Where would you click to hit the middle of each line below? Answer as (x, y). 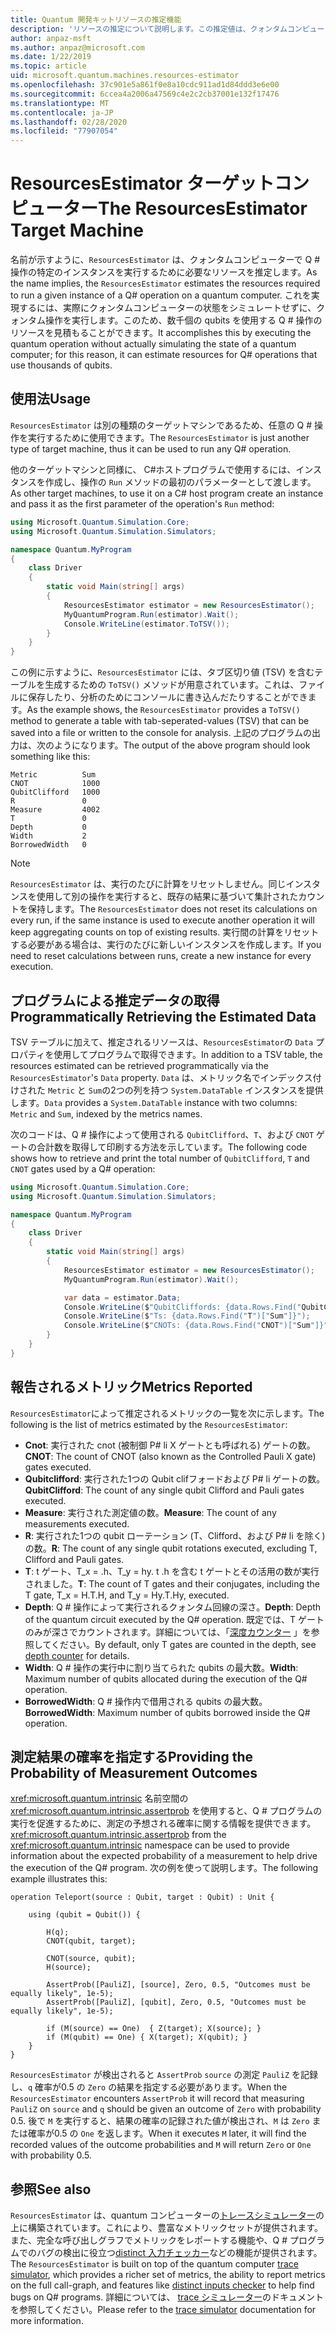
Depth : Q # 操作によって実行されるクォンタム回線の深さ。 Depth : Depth (173, 1607)
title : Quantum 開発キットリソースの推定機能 (96, 19)
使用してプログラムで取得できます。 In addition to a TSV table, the (188, 1054)
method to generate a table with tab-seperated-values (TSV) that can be (160, 721)
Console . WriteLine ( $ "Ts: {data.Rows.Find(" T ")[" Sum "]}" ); (187, 1316)
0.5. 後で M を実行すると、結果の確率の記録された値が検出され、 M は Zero (160, 2121)
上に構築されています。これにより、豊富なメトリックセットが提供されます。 (166, 2228)
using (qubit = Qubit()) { (84, 1915)
